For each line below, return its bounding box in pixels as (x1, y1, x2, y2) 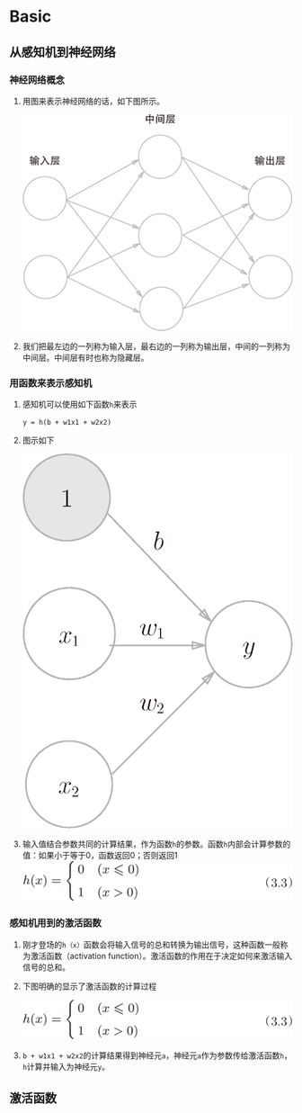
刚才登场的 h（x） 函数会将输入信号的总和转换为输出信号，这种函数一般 (22, 938, 280, 950)
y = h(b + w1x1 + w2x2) (22, 418, 112, 427)
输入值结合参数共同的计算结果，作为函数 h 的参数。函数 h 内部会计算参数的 (22, 839, 291, 849)
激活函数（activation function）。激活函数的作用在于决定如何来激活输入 (30, 950, 293, 961)
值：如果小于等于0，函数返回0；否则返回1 (22, 849, 178, 860)
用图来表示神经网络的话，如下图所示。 (22, 95, 164, 106)
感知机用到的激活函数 (9, 917, 102, 929)
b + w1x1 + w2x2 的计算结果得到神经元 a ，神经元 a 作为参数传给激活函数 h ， (22, 1050, 292, 1061)
